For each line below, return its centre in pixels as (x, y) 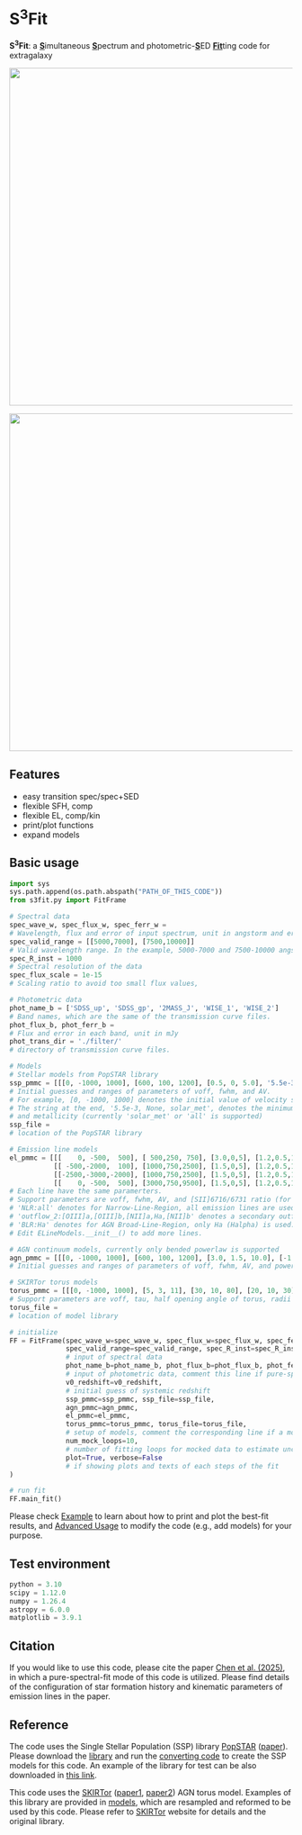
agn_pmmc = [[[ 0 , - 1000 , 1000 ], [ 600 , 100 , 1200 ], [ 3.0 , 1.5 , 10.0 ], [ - (148, 1258)
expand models (51, 835)
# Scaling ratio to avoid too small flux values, (104, 984)
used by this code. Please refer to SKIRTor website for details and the (138, 1812)
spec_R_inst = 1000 (46, 958)
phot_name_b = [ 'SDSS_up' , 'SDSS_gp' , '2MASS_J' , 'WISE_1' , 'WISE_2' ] (144, 1008)
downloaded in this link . (53, 1775)
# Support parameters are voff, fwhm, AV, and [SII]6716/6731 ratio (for (151, 1200)
